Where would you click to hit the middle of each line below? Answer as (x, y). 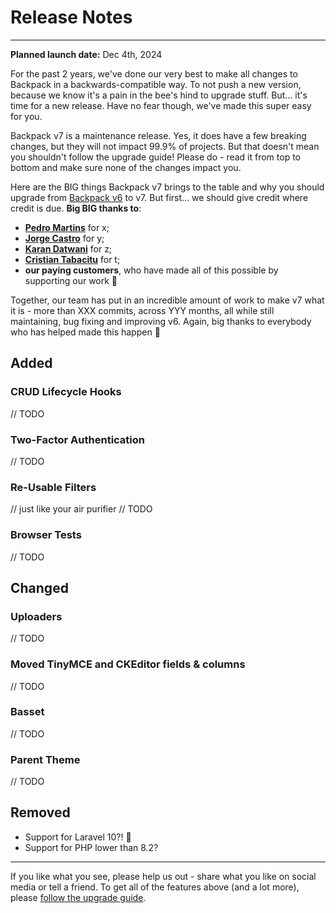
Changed (39, 587)
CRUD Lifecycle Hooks (66, 392)
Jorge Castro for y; (64, 238)
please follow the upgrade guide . (78, 897)
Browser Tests (46, 535)
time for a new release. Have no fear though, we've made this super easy (161, 105)
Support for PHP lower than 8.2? (91, 847)
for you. (26, 116)
